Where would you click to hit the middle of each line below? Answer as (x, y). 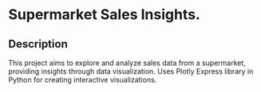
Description (38, 44)
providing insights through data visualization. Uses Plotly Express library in (131, 71)
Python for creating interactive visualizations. (83, 80)
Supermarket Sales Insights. (105, 15)
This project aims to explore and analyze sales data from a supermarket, (127, 63)
